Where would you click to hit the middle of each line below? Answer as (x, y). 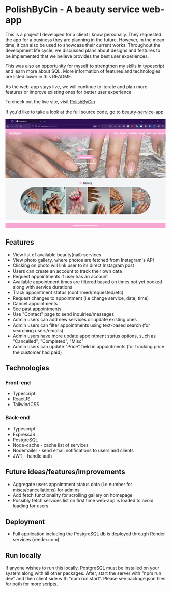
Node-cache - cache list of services (51, 445)
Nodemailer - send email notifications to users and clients (73, 450)
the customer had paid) (37, 352)
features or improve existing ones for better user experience (68, 92)
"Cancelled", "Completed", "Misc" (48, 341)
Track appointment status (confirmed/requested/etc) (68, 292)
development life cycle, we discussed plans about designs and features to (83, 50)
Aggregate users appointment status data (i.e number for (72, 484)
